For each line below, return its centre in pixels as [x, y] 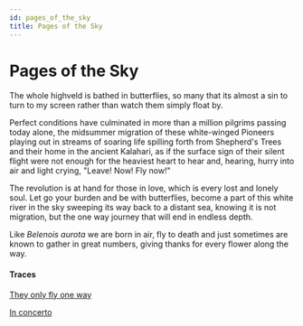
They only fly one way [51, 294]
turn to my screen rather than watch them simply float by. [116, 106]
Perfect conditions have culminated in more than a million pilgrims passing [148, 123]
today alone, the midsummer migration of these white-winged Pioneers [142, 133]
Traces [23, 275]
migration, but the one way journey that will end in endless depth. [131, 217]
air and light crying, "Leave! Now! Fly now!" [90, 171]
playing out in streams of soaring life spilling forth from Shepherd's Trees [146, 142]
